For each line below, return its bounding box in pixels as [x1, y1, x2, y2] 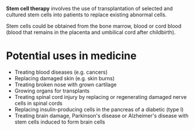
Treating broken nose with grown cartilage [14, 81, 117, 88]
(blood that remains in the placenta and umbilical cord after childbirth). [6, 29, 176, 36]
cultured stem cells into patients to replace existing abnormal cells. [6, 11, 167, 18]
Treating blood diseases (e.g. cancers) [14, 69, 108, 76]
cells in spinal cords [14, 100, 63, 107]
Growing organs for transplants [14, 87, 90, 94]
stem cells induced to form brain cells [14, 118, 105, 125]
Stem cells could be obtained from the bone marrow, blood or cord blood [6, 23, 182, 29]
